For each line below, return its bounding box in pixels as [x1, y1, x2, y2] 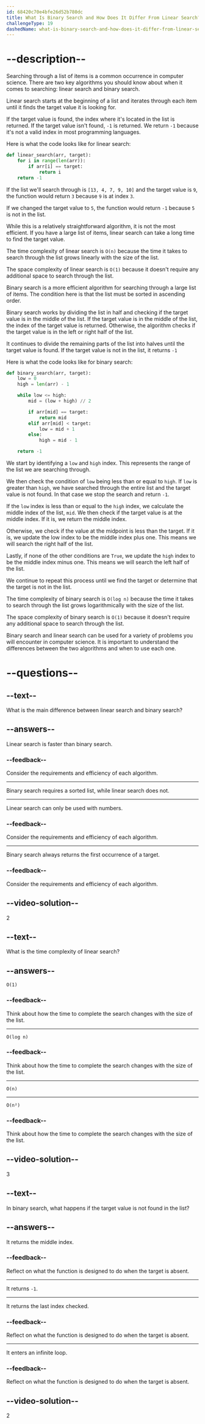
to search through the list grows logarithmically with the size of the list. [6, 602, 184, 609]
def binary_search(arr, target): [6, 370, 92, 376]
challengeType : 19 [6, 20, 53, 26]
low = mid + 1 [38, 426, 75, 432]
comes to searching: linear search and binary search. [6, 85, 140, 93]
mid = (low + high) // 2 [28, 398, 92, 405]
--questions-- [6, 666, 78, 680]
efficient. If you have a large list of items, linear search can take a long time [6, 229, 195, 236]
